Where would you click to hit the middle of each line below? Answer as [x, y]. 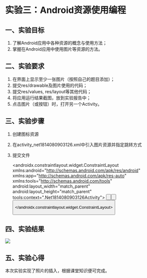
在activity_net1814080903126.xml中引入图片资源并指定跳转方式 [77, 144]
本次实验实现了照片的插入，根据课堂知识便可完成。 [57, 271]
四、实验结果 [25, 229]
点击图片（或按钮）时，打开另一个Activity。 [57, 104]
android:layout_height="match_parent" [52, 191]
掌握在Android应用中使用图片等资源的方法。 [57, 49]
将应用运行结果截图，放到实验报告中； [51, 98]
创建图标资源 [25, 134]
